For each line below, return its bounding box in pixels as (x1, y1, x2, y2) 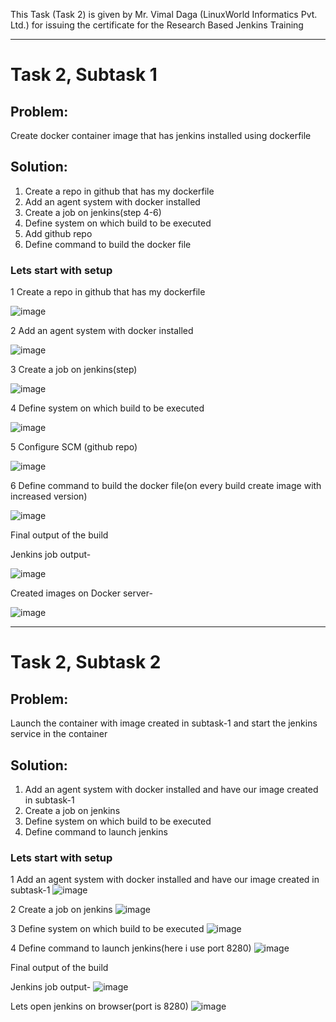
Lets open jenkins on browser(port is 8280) (10, 1000, 189, 1013)
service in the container (10, 728, 108, 740)
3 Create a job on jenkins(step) (10, 364, 138, 376)
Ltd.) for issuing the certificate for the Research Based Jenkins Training (10, 19, 304, 31)
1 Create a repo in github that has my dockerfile (10, 286, 206, 298)
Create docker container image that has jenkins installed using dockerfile (10, 130, 312, 141)
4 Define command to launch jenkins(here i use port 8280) (10, 942, 252, 954)
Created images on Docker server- (10, 587, 153, 599)
